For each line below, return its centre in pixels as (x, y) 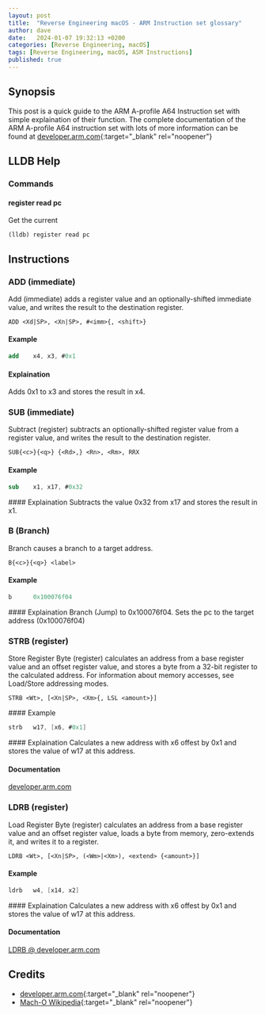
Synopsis (32, 92)
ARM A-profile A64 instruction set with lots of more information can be (123, 128)
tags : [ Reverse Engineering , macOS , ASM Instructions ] (100, 52)
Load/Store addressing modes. (59, 684)
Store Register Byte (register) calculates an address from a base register (126, 658)
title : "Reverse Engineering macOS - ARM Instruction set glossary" (125, 23)
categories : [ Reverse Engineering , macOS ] (79, 45)
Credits (27, 975)
